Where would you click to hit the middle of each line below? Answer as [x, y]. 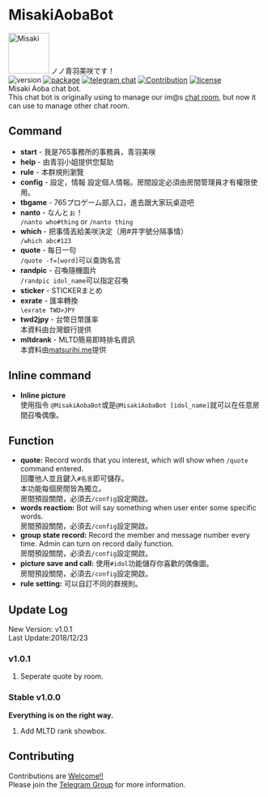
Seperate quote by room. [62, 676]
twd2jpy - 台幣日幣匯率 [59, 319]
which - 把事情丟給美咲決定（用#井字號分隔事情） [104, 231]
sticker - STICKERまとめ [61, 290]
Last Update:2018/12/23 [48, 638]
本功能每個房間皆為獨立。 [63, 488]
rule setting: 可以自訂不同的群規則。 [81, 584]
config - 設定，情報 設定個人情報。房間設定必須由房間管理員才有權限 [135, 182]
